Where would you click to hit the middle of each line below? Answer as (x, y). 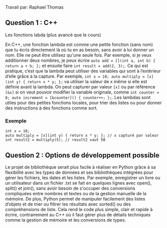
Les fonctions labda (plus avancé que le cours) (53, 35)
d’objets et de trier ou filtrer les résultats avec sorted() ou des (68, 204)
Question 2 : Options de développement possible (83, 155)
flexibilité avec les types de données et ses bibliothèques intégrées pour (79, 172)
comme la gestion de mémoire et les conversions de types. (66, 220)
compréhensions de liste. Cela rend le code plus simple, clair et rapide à (79, 209)
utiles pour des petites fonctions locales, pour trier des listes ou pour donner (83, 103)
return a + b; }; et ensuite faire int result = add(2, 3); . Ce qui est (77, 65)
